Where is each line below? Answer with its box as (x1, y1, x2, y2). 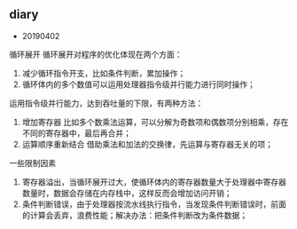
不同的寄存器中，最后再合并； (21, 128, 131, 138)
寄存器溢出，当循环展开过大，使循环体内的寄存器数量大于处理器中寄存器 (21, 177, 286, 187)
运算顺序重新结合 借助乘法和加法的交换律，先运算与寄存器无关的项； (21, 138, 273, 149)
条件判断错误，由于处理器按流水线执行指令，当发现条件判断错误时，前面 (21, 199, 286, 209)
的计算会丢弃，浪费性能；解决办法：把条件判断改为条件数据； (21, 209, 248, 220)
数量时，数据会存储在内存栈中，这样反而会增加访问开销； (21, 187, 232, 198)
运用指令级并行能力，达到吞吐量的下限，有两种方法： (9, 98, 204, 108)
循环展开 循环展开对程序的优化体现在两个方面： (9, 49, 183, 59)
